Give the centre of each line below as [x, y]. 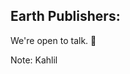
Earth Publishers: [65, 16]
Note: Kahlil [34, 60]
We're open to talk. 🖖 [53, 40]
